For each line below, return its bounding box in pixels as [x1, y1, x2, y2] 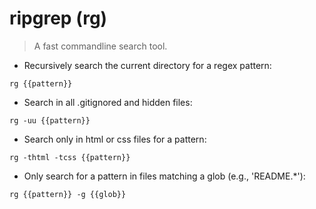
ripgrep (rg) [9, 7, 108, 30]
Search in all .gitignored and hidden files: [23, 96, 193, 108]
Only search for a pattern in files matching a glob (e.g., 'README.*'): [23, 170, 306, 182]
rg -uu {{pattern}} [9, 115, 91, 126]
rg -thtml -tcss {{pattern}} [9, 152, 131, 162]
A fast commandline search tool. [33, 40, 168, 52]
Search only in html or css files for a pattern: [23, 133, 207, 145]
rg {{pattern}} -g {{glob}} [9, 189, 127, 199]
